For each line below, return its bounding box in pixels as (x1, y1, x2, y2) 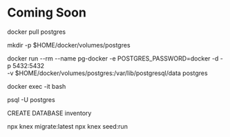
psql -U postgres (7, 95, 55, 104)
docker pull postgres (7, 28, 66, 36)
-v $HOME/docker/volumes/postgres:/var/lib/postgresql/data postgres (7, 69, 209, 77)
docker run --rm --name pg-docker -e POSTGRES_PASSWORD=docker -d (7, 54, 219, 63)
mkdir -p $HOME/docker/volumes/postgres (7, 41, 131, 49)
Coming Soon (7, 5, 86, 21)
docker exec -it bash (7, 82, 66, 90)
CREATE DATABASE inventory (7, 109, 92, 117)
